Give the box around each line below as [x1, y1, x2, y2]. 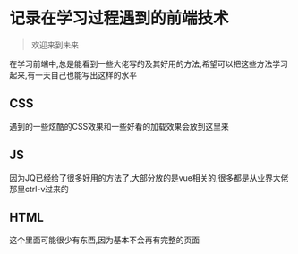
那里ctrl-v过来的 [9, 183, 69, 194]
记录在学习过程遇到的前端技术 [9, 8, 230, 29]
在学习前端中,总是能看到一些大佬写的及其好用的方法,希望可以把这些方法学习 [9, 58, 289, 69]
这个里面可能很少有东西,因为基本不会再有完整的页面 [9, 234, 200, 246]
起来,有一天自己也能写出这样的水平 [9, 69, 138, 80]
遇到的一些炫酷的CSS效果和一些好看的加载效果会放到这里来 [9, 121, 230, 131]
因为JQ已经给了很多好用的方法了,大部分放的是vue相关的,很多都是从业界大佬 [9, 172, 289, 183]
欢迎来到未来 [30, 39, 79, 50]
